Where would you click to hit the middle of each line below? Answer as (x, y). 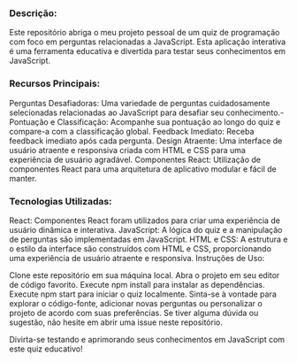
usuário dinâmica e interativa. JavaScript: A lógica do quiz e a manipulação (146, 229)
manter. (23, 178)
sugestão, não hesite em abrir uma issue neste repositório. (116, 322)
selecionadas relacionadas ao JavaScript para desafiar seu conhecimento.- (147, 112)
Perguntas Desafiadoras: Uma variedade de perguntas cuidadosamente (140, 103)
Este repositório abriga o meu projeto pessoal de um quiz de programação (145, 33)
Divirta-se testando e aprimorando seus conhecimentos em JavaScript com (147, 339)
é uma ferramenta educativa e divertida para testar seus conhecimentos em (147, 51)
